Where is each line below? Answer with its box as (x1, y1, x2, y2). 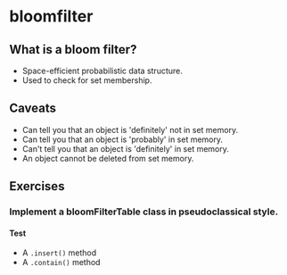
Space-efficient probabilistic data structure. (21, 65, 183, 76)
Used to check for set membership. (21, 75, 152, 86)
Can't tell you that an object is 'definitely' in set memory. (21, 143, 230, 154)
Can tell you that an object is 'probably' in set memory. (21, 134, 224, 145)
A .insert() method (21, 247, 97, 258)
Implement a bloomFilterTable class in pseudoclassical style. (9, 205, 279, 218)
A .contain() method (21, 257, 101, 268)
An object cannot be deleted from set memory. (21, 153, 194, 163)
